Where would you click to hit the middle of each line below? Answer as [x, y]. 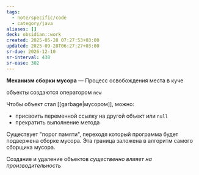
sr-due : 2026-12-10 [31, 52]
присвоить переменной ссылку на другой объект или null [92, 116]
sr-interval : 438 [28, 57]
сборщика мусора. [31, 147]
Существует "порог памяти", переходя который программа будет [92, 134]
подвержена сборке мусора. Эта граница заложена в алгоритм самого [100, 140]
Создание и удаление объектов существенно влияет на [79, 159]
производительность [34, 165]
